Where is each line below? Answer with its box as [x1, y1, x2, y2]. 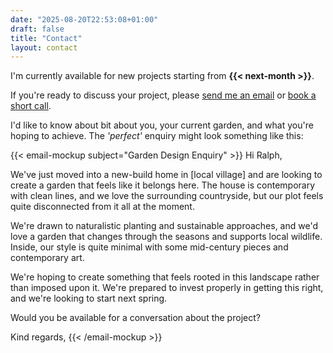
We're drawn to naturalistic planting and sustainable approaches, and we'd [10, 220, 318, 232]
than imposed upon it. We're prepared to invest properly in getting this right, [10, 282, 324, 294]
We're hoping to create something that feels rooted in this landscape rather [10, 271, 320, 283]
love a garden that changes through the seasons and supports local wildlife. [10, 231, 323, 243]
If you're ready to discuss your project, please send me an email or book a [10, 89, 317, 101]
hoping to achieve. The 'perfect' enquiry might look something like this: [10, 130, 304, 142]
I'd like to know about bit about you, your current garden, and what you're [10, 119, 314, 131]
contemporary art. [10, 252, 85, 264]
